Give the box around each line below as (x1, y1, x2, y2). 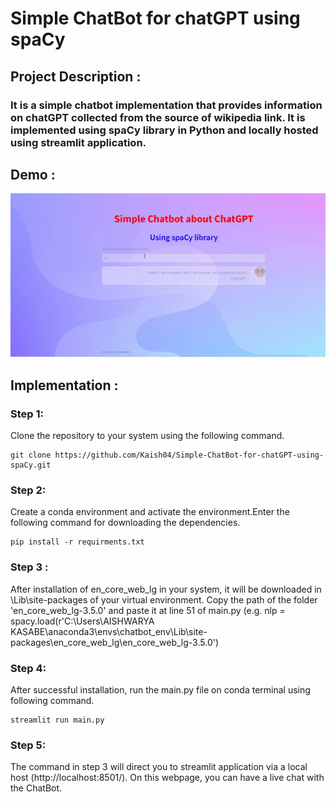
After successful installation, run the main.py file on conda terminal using (10, 683, 311, 696)
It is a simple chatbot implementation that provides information (10, 98, 323, 112)
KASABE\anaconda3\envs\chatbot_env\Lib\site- (10, 625, 208, 637)
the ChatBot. (10, 782, 63, 794)
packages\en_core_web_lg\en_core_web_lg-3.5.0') (10, 636, 220, 648)
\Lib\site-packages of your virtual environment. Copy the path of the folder (10, 593, 318, 606)
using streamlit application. (10, 135, 147, 149)
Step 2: (10, 483, 47, 497)
